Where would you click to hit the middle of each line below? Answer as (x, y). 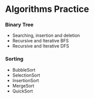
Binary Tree (19, 25)
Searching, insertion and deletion (46, 35)
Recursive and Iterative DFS (41, 46)
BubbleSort (24, 70)
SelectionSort (26, 75)
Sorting (14, 59)
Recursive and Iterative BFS (41, 41)
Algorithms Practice (47, 9)
